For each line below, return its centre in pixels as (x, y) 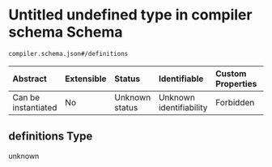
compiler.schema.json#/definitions (68, 54)
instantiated (35, 107)
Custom (231, 73)
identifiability (183, 107)
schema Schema (66, 32)
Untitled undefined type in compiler (130, 15)
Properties (236, 83)
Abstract (30, 79)
